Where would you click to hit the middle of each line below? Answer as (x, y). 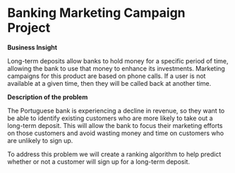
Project (29, 28)
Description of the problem (48, 97)
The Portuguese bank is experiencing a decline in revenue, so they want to (116, 110)
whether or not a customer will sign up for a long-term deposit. (99, 161)
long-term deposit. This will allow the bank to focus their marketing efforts (115, 125)
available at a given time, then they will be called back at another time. (109, 83)
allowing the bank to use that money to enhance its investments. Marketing (116, 68)
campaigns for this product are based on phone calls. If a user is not (107, 76)
